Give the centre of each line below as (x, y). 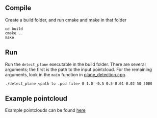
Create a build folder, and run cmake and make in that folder (66, 20)
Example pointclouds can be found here (45, 110)
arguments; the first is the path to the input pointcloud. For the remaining (78, 69)
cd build (14, 29)
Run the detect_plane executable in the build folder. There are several (76, 64)
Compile (18, 8)
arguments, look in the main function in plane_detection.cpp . (66, 74)
